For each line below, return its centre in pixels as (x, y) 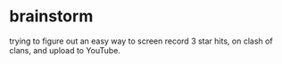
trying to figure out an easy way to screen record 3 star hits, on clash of (141, 41)
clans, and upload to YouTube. (65, 50)
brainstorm (51, 16)
